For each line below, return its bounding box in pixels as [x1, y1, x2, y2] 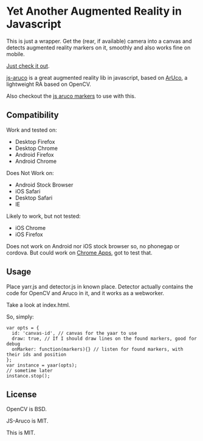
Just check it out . [6, 62, 50, 70]
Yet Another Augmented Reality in [6, 4, 182, 18]
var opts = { [6, 324, 40, 331]
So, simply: [6, 313, 35, 320]
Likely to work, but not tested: [6, 212, 81, 220]
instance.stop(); [6, 373, 50, 379]
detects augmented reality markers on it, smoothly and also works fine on [6, 44, 191, 51]
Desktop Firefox [15, 138, 55, 145]
